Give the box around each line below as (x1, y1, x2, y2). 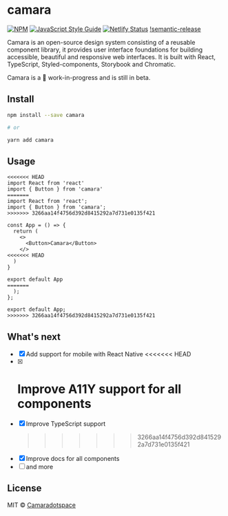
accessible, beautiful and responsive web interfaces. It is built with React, (7, 52, 216, 61)
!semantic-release (149, 25, 201, 33)
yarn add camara (7, 136, 54, 143)
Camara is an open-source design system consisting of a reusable (7, 38, 196, 46)
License (7, 482, 42, 494)
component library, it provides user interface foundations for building (7, 45, 203, 54)
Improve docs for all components (25, 454, 120, 462)
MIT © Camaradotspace (7, 501, 76, 509)
